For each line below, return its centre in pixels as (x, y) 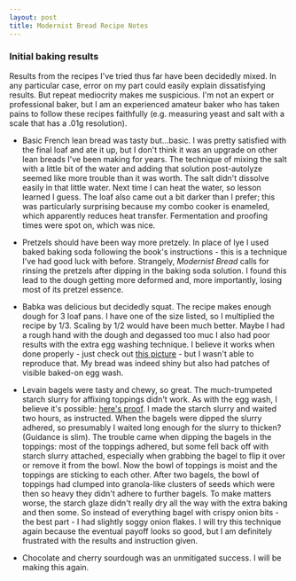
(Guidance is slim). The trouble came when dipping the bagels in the (147, 436)
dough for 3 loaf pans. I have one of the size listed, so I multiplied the (148, 316)
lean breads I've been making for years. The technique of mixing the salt (155, 159)
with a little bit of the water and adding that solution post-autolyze (142, 169)
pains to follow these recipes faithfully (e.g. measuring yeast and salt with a (147, 114)
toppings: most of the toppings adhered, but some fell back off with (145, 446)
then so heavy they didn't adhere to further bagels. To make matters (147, 493)
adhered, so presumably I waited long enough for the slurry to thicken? (152, 428)
